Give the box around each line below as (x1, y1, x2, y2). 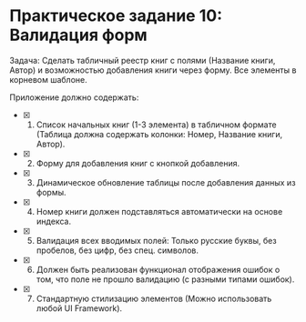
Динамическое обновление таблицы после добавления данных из (36, 176, 296, 187)
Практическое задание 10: (9, 5, 223, 26)
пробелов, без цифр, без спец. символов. (36, 245, 199, 256)
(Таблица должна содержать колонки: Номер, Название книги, (36, 128, 283, 139)
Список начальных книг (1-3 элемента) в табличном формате (36, 119, 277, 130)
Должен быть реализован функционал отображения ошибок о (36, 264, 280, 275)
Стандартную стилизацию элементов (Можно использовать (36, 293, 272, 304)
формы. (36, 186, 66, 197)
